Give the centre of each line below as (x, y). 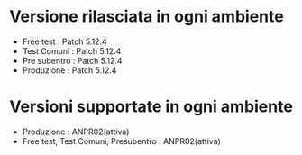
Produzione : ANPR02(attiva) (76, 132)
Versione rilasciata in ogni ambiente (146, 17)
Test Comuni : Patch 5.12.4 (72, 50)
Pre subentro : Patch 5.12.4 (72, 60)
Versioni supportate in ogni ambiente (151, 107)
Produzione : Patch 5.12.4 (69, 70)
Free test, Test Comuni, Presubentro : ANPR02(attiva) (121, 141)
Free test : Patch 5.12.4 (64, 41)
